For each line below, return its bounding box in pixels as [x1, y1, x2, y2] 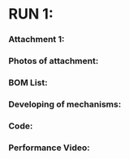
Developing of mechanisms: [8, 98, 122, 110]
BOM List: [8, 77, 48, 88]
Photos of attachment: [8, 56, 99, 67]
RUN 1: [8, 5, 54, 23]
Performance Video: [8, 142, 91, 153]
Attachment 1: [8, 34, 65, 45]
